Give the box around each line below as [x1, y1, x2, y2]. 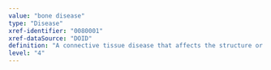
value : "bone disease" [8, 11, 85, 20]
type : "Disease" [8, 19, 63, 27]
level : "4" [8, 49, 45, 57]
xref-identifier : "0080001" [8, 27, 104, 35]
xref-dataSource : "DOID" [8, 34, 92, 43]
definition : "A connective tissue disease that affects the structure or [8, 42, 264, 50]
